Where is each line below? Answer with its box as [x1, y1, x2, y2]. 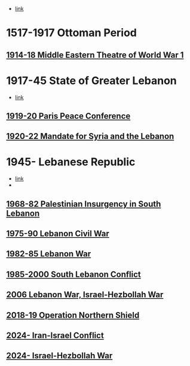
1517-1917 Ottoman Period [6, 26, 137, 40]
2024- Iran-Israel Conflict [6, 330, 105, 340]
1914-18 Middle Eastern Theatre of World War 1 [6, 50, 184, 60]
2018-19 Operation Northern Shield [6, 310, 140, 320]
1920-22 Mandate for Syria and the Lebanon [6, 131, 174, 141]
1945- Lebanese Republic [6, 155, 136, 169]
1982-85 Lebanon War [6, 249, 91, 259]
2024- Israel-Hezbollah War [6, 350, 113, 361]
